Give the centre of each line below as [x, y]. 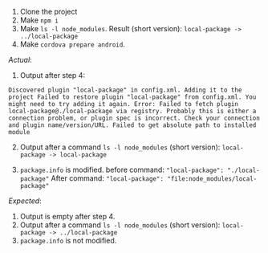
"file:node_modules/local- [212, 179]
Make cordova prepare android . [73, 44]
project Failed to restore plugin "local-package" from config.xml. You [132, 97]
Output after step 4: [53, 75]
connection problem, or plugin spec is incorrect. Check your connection [134, 118]
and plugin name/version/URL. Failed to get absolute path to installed [132, 125]
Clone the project [49, 12]
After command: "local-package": [108, 178]
